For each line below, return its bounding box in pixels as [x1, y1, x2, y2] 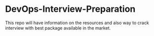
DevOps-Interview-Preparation [5, 3, 136, 15]
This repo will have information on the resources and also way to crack [5, 20, 149, 26]
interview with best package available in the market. [5, 25, 111, 31]
